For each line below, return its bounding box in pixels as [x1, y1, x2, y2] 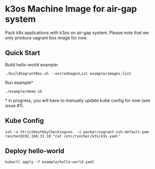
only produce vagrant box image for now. [5, 35, 87, 41]
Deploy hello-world [5, 147, 65, 155]
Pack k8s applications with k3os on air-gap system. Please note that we [5, 30, 149, 35]
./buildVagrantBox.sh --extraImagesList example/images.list [5, 71, 132, 76]
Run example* [5, 79, 34, 85]
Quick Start [5, 49, 40, 57]
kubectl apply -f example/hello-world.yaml [5, 160, 95, 165]
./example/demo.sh [5, 89, 42, 94]
